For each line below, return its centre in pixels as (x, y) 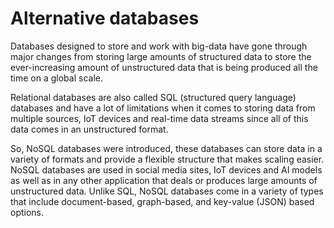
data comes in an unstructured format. (89, 129)
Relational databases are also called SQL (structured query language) (153, 97)
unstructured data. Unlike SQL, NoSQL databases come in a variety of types (167, 191)
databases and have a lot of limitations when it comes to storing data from (163, 108)
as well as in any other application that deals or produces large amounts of (164, 180)
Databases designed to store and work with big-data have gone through (159, 46)
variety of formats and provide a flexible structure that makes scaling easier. (167, 159)
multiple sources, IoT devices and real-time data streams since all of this (159, 118)
